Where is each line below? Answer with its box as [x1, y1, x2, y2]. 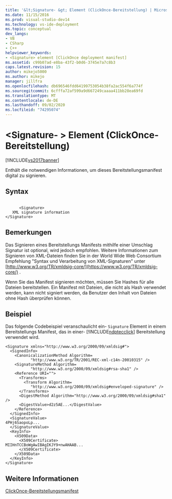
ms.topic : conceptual [5, 27, 52, 32]
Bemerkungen [5, 228, 52, 237]
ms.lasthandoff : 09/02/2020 [5, 103, 66, 108]
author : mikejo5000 [5, 70, 47, 75]
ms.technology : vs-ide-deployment [5, 21, 79, 27]
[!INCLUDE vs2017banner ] [5, 157, 60, 163]
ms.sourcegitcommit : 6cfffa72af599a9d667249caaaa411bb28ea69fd [5, 88, 143, 94]
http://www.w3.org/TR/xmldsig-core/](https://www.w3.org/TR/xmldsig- [7, 263, 158, 269]
